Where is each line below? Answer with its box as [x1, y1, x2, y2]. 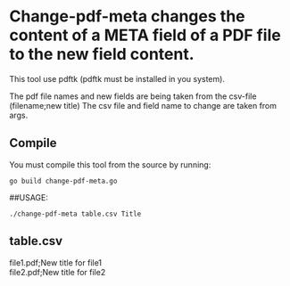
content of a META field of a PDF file [9, 25, 281, 45]
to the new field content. [9, 45, 195, 64]
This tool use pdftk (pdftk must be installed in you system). [9, 73, 226, 84]
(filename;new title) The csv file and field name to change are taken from [9, 100, 278, 110]
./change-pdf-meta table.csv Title [9, 209, 142, 218]
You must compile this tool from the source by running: [9, 159, 211, 170]
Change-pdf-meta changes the [9, 6, 245, 27]
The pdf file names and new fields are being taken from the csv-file [9, 91, 257, 102]
